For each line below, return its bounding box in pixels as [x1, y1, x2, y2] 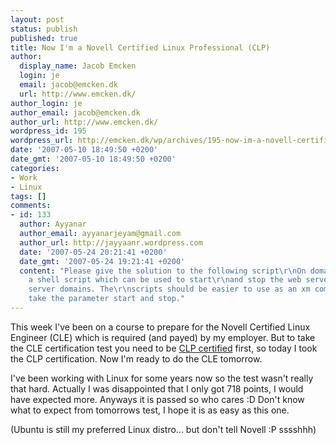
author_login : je [10, 98, 83, 108]
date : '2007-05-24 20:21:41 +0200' [19, 247, 168, 257]
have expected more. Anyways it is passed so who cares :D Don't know [10, 393, 305, 405]
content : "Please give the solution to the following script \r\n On [19, 266, 307, 276]
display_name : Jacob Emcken [19, 61, 137, 71]
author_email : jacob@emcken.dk [10, 107, 141, 118]
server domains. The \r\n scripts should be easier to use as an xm [28, 284, 311, 295]
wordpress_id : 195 [10, 126, 87, 136]
